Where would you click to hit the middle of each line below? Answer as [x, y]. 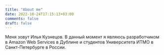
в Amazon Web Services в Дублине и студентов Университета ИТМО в [79, 42]
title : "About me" [24, 9]
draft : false [19, 23]
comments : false [22, 18]
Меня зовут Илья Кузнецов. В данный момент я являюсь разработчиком [82, 37]
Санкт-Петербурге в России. [36, 47]
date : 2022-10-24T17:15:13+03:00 [40, 14]
